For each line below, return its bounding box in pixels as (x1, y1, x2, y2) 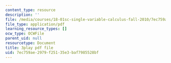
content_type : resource (5, 7, 56, 13)
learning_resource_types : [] (5, 26, 67, 31)
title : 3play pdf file (5, 45, 53, 50)
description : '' (5, 12, 40, 17)
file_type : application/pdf (5, 21, 65, 27)
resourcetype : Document (5, 41, 56, 46)
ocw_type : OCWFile (5, 31, 44, 36)
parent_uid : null (5, 36, 42, 41)
